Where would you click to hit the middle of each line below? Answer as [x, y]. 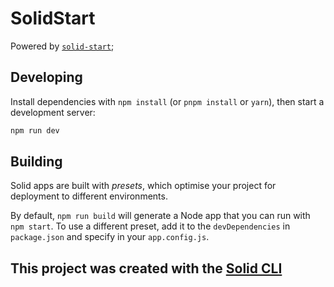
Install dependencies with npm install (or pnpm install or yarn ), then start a [167, 101]
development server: [53, 112]
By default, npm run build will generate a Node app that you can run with [160, 216]
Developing [46, 77]
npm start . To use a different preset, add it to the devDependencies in [150, 226]
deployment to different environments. [89, 196]
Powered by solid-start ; [62, 46]
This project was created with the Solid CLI [146, 268]
